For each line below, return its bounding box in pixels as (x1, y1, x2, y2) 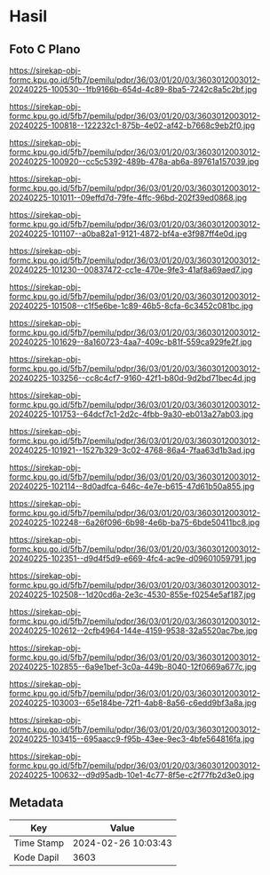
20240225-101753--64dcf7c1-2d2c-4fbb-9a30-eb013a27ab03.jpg (9, 409, 254, 419)
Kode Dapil (13, 851, 60, 863)
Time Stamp (13, 837, 65, 849)
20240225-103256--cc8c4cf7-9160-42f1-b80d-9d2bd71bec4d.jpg (9, 373, 256, 383)
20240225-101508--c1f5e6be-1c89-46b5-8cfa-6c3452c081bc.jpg (9, 300, 254, 311)
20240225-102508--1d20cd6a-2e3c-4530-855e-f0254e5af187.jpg (9, 589, 256, 600)
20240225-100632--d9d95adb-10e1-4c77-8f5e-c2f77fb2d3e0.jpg (9, 770, 255, 780)
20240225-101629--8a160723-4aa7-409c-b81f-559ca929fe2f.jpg (9, 337, 252, 347)
